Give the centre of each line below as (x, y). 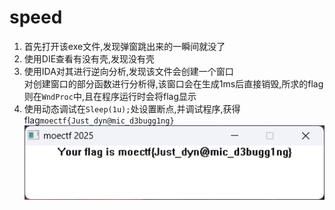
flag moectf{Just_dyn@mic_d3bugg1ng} (99, 120)
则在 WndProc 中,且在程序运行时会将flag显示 (110, 96)
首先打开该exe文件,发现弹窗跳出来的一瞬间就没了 (124, 46)
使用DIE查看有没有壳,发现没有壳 (89, 58)
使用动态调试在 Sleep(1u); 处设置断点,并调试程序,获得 (132, 108)
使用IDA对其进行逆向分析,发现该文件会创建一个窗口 (128, 71)
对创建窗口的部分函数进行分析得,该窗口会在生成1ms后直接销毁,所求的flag (173, 83)
